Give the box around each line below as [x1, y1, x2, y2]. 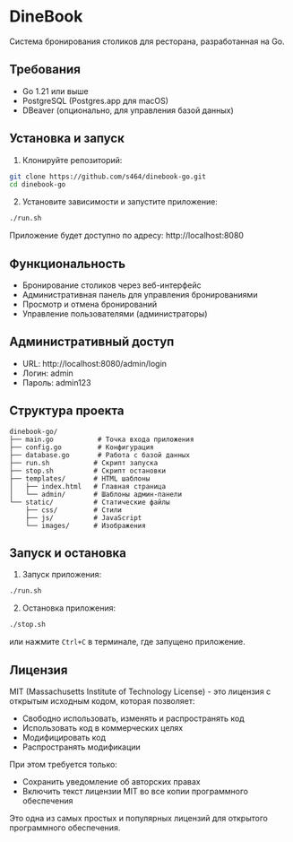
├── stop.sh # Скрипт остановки [9, 466, 167, 475]
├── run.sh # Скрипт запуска [9, 458, 159, 467]
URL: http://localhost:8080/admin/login [22, 358, 168, 369]
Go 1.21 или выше [22, 85, 89, 96]
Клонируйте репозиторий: [22, 154, 123, 165]
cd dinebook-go [9, 180, 66, 189]
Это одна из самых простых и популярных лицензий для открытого [9, 813, 269, 823]
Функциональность [9, 256, 126, 271]
